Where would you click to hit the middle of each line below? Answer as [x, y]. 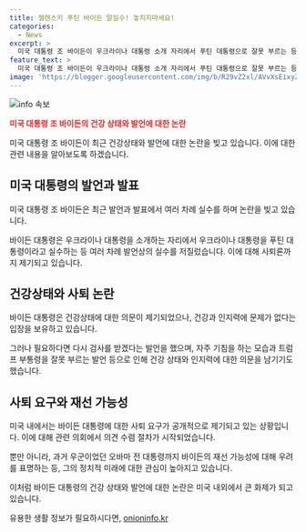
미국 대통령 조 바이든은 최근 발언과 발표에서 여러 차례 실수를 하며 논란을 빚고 [144, 209]
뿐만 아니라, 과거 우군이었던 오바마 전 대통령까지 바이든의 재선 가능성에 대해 [143, 457]
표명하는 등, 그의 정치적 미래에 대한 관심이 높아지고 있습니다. [126, 468]
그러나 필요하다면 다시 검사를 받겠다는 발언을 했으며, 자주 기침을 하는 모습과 [143, 348]
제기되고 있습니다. [51, 262]
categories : [32, 26]
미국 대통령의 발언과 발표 [74, 186]
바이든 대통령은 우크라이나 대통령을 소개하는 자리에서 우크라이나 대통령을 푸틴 [147, 240]
